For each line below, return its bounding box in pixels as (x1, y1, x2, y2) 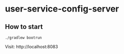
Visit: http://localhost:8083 (5, 44, 58, 49)
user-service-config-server (5, 3, 119, 14)
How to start (5, 23, 43, 31)
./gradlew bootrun (5, 35, 42, 40)
